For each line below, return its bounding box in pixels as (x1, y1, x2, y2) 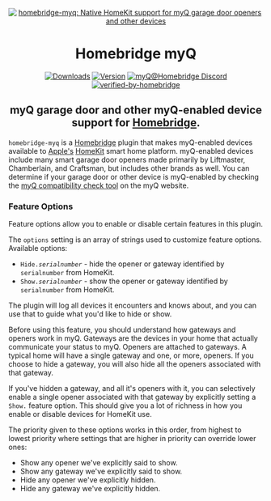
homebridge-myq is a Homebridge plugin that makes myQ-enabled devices (8, 138, 253, 147)
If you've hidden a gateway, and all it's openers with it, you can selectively (8, 384, 256, 393)
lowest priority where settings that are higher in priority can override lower (8, 434, 256, 444)
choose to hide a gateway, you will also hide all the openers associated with (8, 359, 261, 369)
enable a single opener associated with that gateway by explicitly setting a (8, 393, 256, 402)
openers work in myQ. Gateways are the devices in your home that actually (8, 333, 259, 343)
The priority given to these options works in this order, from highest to (8, 425, 242, 435)
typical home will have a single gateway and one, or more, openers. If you (8, 350, 255, 360)
